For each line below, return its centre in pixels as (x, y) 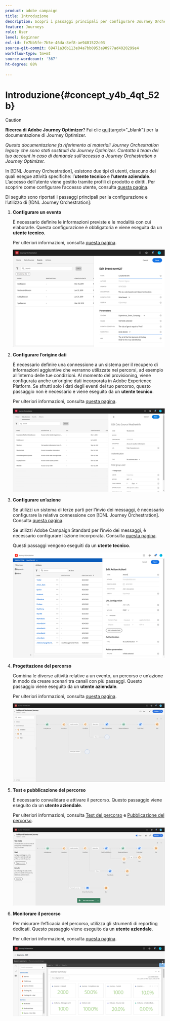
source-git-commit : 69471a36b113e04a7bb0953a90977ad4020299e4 (72, 48)
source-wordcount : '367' (31, 59)
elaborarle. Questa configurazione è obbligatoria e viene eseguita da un (87, 228)
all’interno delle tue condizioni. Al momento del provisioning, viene (82, 375)
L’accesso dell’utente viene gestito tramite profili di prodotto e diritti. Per (80, 182)
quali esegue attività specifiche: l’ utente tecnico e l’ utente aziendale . (78, 176)
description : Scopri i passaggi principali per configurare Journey (79, 21)
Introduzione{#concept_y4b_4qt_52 (82, 95)
